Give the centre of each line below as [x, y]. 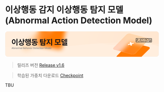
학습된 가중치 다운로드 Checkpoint [50, 75]
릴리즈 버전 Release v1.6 [41, 65]
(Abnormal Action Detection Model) [79, 21]
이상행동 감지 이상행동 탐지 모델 [64, 10]
